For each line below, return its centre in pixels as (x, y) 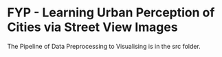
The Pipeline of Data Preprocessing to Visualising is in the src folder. (104, 46)
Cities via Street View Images (92, 27)
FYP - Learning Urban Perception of (111, 13)
